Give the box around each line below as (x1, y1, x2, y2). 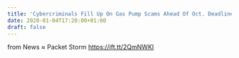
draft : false (7, 23, 46, 30)
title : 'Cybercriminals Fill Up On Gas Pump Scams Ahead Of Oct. (7, 10, 205, 18)
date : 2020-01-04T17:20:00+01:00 (7, 17, 107, 24)
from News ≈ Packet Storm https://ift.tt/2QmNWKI (7, 43, 154, 52)
